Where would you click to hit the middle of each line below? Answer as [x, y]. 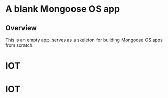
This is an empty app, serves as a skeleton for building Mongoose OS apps [84, 40]
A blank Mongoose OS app [63, 9]
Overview [21, 28]
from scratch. [20, 45]
